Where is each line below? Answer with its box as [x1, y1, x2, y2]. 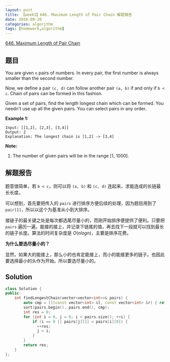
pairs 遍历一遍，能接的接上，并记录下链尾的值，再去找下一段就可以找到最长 [5, 223, 164, 229]
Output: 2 [5, 130, 26, 135]
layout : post [5, 7, 33, 13]
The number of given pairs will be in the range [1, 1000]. [12, 152, 129, 158]
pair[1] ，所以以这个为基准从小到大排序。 [5, 206, 93, 213]
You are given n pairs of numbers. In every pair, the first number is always [5, 69, 159, 76]
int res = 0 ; [23, 309, 51, 314]
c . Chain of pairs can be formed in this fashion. [5, 90, 103, 96]
